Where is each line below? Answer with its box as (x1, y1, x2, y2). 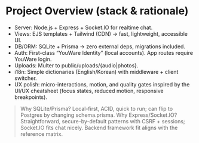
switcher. (14, 74, 37, 82)
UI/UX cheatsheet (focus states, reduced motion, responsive (14, 87, 164, 94)
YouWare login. (14, 55, 52, 63)
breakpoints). (14, 94, 47, 101)
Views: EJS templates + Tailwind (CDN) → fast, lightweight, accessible (14, 30, 188, 37)
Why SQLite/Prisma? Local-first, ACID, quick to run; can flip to (20, 105, 173, 112)
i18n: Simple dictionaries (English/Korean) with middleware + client (14, 68, 179, 75)
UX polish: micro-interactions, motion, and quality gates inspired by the (14, 80, 190, 88)
